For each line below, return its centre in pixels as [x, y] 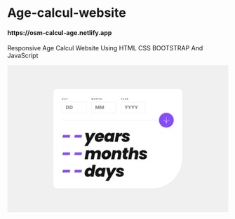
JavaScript [23, 56]
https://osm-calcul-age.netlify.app [60, 32]
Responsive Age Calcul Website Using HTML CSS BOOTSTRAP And [105, 48]
